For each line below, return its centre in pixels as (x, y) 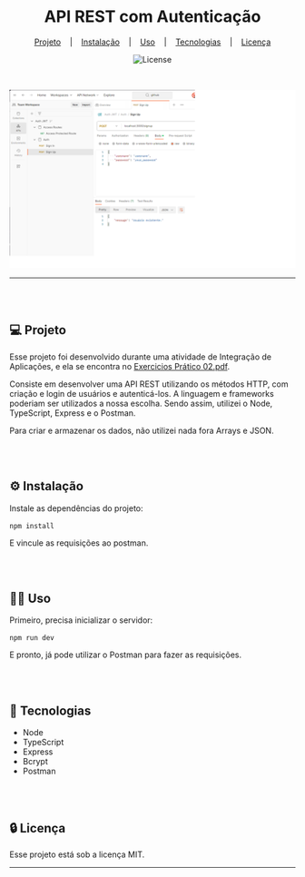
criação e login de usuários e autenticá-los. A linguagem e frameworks (142, 393)
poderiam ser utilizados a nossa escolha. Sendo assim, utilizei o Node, (141, 403)
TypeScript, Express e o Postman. (73, 413)
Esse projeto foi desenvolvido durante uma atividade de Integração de (141, 357)
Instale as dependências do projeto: (76, 508)
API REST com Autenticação (152, 17)
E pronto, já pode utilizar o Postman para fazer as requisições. (126, 655)
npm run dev (32, 638)
